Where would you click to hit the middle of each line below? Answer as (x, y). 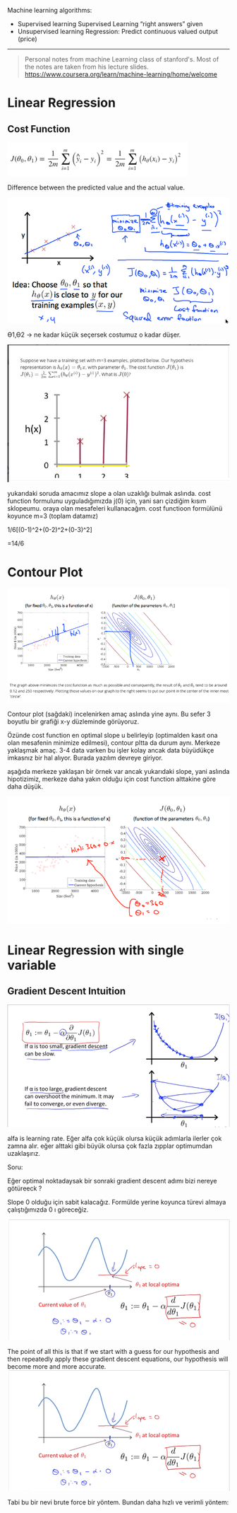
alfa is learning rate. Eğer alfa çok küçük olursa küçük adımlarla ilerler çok (115, 1138)
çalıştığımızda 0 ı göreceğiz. (48, 1210)
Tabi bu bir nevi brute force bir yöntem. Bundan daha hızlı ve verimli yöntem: (118, 1502)
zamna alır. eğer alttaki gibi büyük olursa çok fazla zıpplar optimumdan (110, 1146)
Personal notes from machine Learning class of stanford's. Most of (122, 59)
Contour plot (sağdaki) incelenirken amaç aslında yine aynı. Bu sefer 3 (109, 714)
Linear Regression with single (96, 950)
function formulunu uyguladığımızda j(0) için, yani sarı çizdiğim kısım (107, 501)
